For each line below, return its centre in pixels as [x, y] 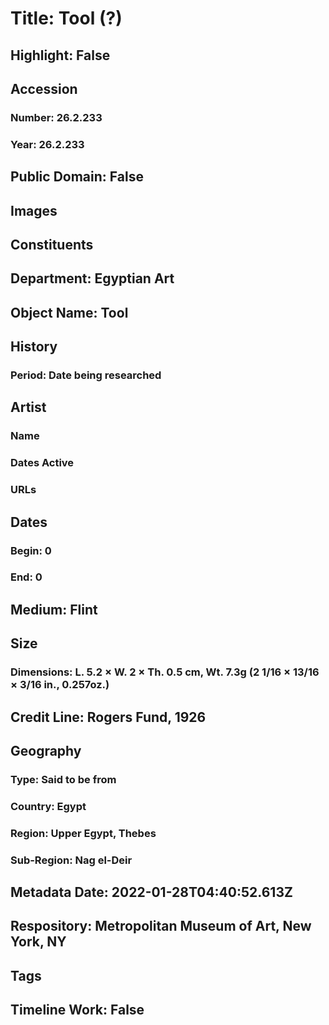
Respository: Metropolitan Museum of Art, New [161, 926]
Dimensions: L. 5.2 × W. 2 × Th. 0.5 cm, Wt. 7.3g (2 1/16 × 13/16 [165, 672]
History [34, 347]
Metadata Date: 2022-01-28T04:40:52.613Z [151, 892]
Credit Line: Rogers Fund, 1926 [108, 717]
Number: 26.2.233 [56, 117]
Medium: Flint [54, 609]
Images [34, 210]
